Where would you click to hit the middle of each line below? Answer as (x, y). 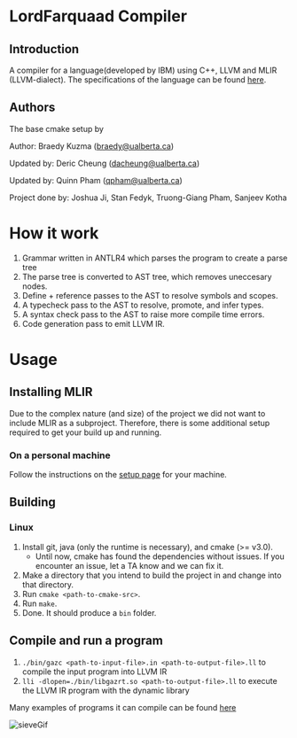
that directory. (47, 584)
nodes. (35, 286)
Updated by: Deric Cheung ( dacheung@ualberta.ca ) (105, 163)
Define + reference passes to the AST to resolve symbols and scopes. (150, 295)
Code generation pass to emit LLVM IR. (94, 323)
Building (32, 502)
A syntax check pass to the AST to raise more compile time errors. (143, 314)
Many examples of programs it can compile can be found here (123, 707)
